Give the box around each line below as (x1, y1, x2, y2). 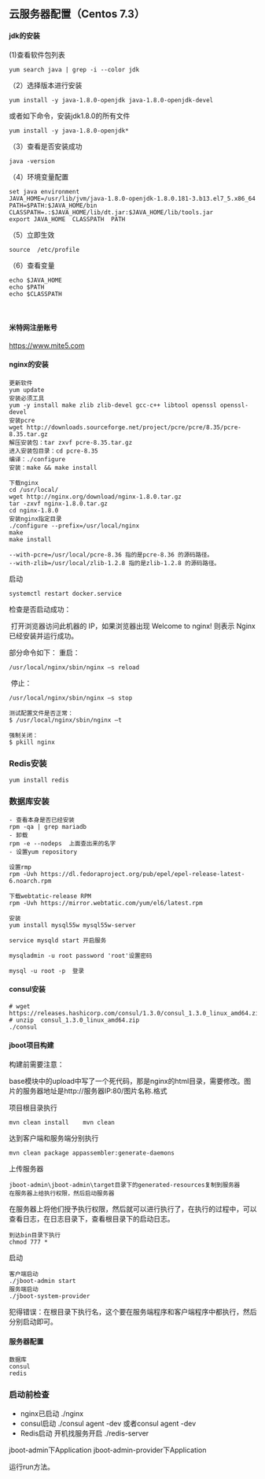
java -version (9, 157, 56, 165)
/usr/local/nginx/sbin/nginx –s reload (9, 664, 140, 671)
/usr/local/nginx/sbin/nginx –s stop (9, 694, 133, 702)
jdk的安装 (9, 31, 40, 40)
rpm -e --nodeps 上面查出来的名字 (9, 839, 116, 848)
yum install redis (9, 776, 69, 785)
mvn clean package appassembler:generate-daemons (9, 1149, 175, 1157)
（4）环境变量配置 (9, 172, 69, 181)
